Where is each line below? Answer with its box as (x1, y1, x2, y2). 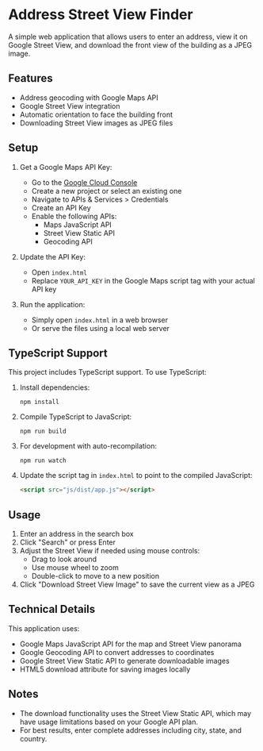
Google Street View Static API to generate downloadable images (19, 656, 230, 665)
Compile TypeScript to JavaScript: (19, 412, 132, 422)
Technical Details (8, 603, 96, 616)
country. (19, 734, 48, 743)
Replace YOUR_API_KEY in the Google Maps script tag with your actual (31, 275, 256, 285)
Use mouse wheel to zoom (31, 563, 119, 572)
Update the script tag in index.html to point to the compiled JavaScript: (19, 471, 253, 480)
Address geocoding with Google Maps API (19, 93, 158, 102)
